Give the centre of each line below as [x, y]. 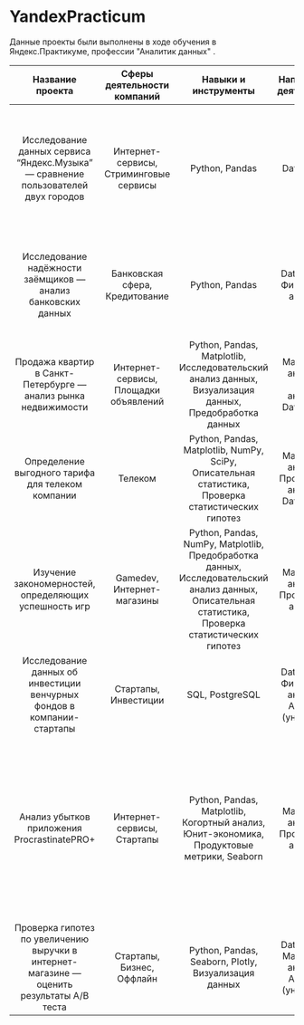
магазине [49, 972]
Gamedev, [137, 578]
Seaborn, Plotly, [223, 962]
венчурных [55, 695]
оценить [54, 984]
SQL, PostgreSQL [223, 695]
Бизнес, [137, 967]
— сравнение [55, 174]
